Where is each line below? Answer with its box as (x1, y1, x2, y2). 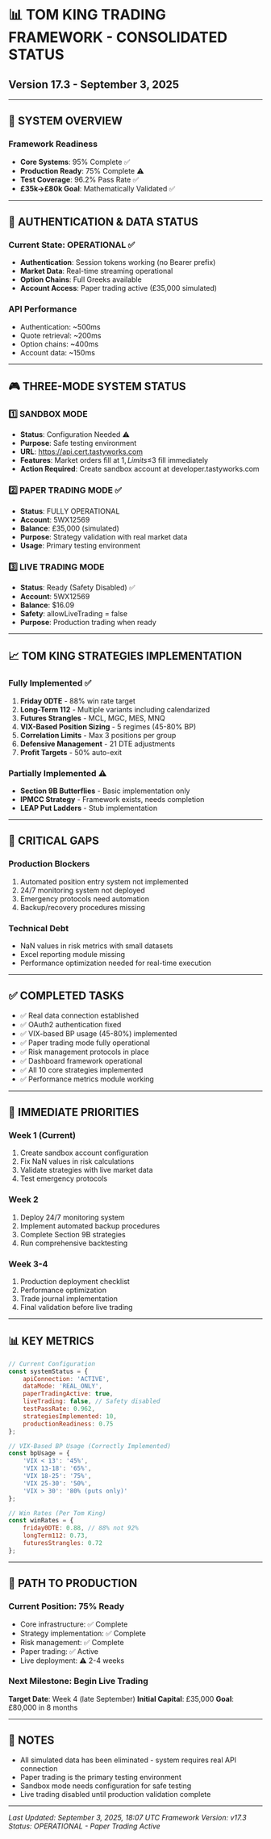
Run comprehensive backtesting (19, 1238, 127, 1248)
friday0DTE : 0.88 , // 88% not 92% (23, 1524, 139, 1532)
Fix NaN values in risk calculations (19, 1157, 135, 1166)
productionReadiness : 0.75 (23, 1420, 114, 1428)
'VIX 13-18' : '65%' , (23, 1464, 92, 1473)
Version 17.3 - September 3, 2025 (8, 78, 180, 91)
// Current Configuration (8, 1359, 95, 1368)
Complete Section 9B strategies (19, 1229, 127, 1239)
